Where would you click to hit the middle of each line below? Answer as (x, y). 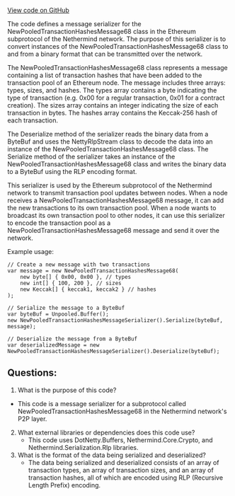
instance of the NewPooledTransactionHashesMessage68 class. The (108, 149)
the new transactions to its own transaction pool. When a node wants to (112, 208)
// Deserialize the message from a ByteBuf (73, 339)
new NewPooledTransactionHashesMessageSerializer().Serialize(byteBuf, (115, 321)
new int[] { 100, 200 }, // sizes (71, 283)
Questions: (32, 373)
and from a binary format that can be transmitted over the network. (105, 54)
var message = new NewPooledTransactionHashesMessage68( (93, 271)
